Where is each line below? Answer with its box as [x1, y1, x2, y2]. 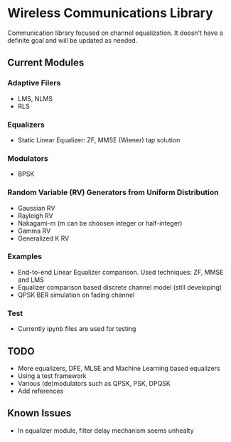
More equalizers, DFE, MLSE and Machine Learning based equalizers [17, 364, 220, 372]
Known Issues [7, 407, 72, 419]
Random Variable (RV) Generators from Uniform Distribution [7, 187, 219, 197]
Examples [7, 251, 43, 261]
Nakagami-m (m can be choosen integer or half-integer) [17, 219, 183, 227]
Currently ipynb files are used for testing [17, 325, 136, 333]
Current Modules [7, 57, 85, 69]
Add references [17, 386, 64, 395]
